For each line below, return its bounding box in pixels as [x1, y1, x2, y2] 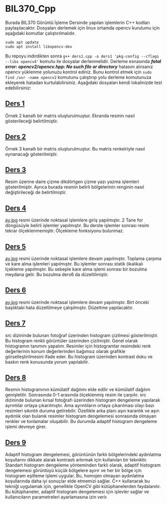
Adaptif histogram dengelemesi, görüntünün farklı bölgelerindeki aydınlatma [5, 451, 162, 457]
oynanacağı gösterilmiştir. [5, 151, 58, 157]
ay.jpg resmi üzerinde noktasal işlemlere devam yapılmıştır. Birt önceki [5, 299, 150, 305]
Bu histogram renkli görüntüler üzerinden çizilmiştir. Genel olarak [5, 337, 138, 343]
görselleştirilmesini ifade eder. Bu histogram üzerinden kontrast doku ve [5, 353, 153, 359]
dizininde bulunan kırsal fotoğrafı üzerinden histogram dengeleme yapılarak [5, 397, 161, 403]
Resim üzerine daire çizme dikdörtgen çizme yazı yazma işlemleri [5, 178, 140, 185]
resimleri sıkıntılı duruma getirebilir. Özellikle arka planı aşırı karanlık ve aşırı [5, 408, 160, 414]
